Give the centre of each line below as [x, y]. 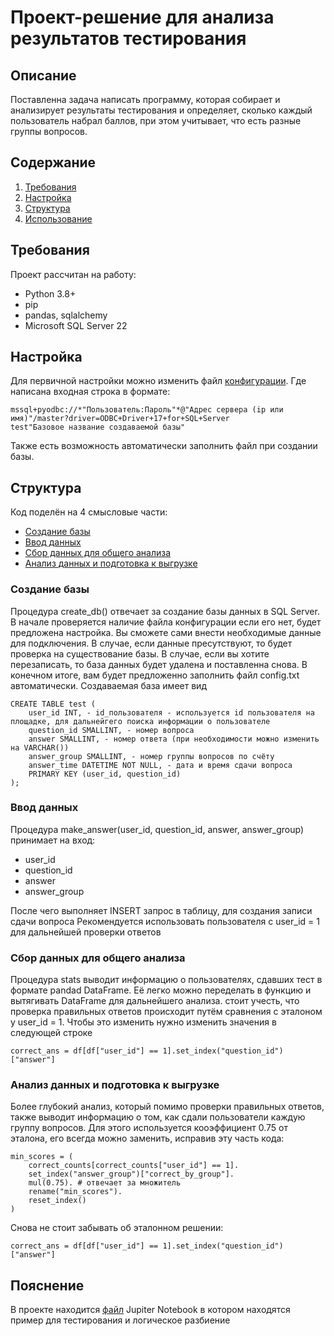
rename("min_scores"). [75, 1192]
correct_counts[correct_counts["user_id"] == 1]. [134, 1166]
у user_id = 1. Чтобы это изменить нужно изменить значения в [143, 1022]
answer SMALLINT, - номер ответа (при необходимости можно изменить [174, 739]
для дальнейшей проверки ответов [86, 932]
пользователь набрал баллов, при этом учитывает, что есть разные [156, 120]
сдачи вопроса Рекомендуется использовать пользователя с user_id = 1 [165, 921]
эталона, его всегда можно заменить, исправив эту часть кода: [147, 1138]
